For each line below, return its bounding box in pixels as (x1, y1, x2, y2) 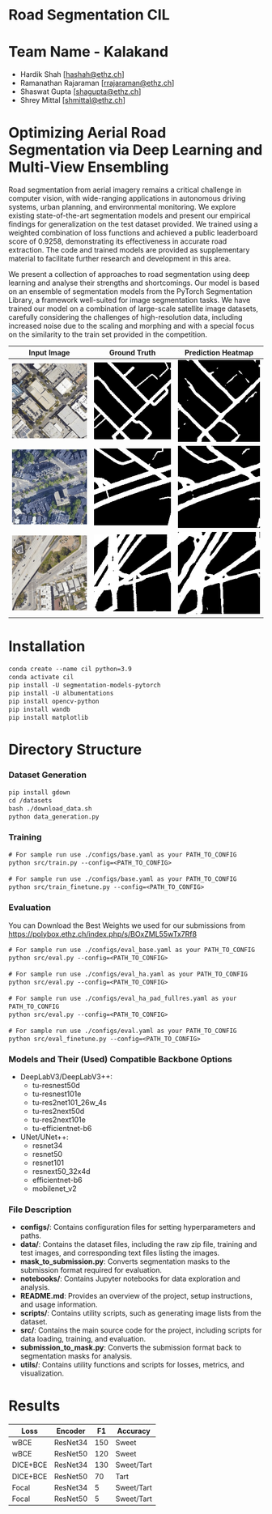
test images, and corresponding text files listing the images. (19, 1248, 220, 1258)
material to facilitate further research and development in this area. (8, 253, 232, 264)
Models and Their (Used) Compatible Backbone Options (8, 1053, 233, 1065)
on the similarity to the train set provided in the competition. (8, 330, 208, 339)
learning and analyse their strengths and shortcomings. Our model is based (8, 278, 261, 288)
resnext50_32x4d (32, 1166, 91, 1176)
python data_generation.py (8, 813, 100, 821)
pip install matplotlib (8, 713, 89, 721)
